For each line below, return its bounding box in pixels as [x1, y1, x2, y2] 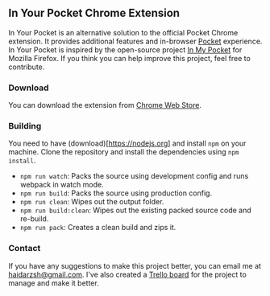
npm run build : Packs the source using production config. [19, 188, 212, 198]
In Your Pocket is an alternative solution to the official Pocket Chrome [8, 27, 239, 37]
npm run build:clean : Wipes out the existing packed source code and [19, 205, 251, 216]
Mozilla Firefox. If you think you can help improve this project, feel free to [8, 53, 251, 63]
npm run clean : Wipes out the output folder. [19, 197, 164, 207]
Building [8, 121, 42, 132]
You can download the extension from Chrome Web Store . [8, 101, 201, 110]
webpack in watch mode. [19, 180, 104, 190]
